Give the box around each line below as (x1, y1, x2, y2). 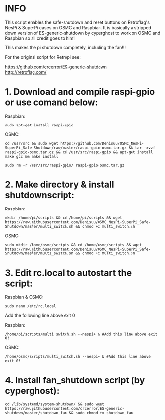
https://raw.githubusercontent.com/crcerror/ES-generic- (5, 406, 125, 411)
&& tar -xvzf (128, 145, 155, 150)
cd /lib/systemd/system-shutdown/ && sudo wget (5, 401, 105, 407)
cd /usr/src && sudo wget (5, 141, 58, 146)
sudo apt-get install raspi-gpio (5, 123, 74, 127)
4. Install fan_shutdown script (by (5, 375, 145, 386)
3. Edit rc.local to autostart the (5, 267, 132, 278)
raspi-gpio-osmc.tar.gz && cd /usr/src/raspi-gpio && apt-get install (5, 149, 153, 155)
